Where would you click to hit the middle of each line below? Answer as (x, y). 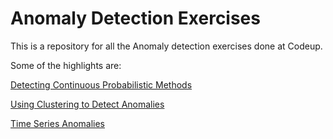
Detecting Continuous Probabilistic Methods (101, 84)
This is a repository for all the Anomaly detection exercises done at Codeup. (166, 46)
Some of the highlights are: (66, 65)
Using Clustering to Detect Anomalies (87, 104)
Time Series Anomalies (58, 123)
